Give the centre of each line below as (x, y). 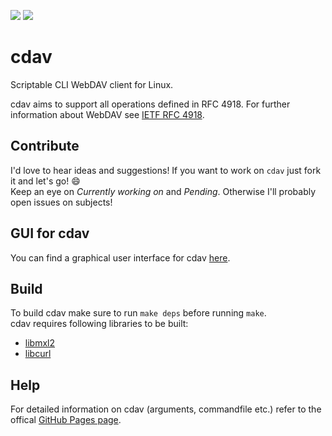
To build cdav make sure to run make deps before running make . (138, 313)
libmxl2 (39, 343)
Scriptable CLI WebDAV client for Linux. (92, 84)
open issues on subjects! (61, 202)
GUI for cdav (50, 233)
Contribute (45, 146)
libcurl (38, 354)
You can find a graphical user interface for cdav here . (120, 257)
